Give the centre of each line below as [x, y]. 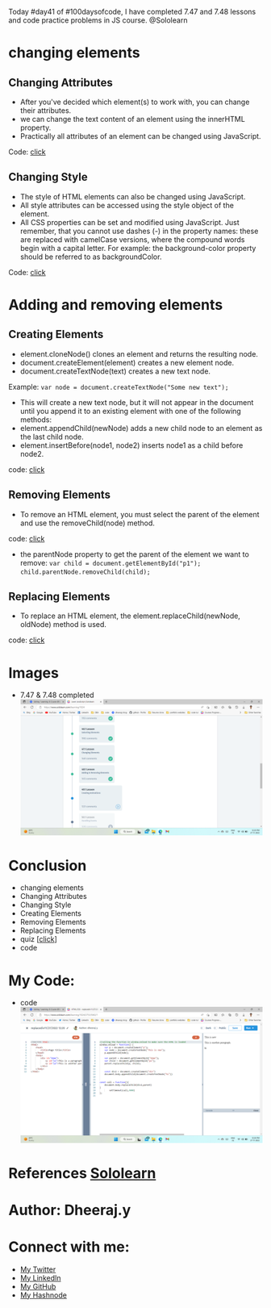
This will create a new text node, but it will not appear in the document [137, 402]
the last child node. [52, 437]
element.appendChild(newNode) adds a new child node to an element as [141, 428]
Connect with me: [69, 1247]
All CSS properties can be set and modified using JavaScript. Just [129, 222]
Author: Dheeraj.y [70, 1210]
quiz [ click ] [39, 939]
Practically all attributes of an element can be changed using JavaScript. [140, 136]
